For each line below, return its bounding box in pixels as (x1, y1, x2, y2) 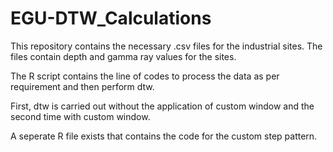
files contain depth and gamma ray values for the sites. (10, 50, 237, 62)
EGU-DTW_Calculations (10, 7, 212, 30)
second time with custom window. (10, 110, 151, 122)
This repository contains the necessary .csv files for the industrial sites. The (10, 40, 323, 52)
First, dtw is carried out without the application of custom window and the (10, 100, 315, 112)
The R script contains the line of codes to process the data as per (10, 70, 280, 82)
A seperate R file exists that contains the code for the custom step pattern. (10, 130, 318, 142)
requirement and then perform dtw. (10, 80, 155, 92)
